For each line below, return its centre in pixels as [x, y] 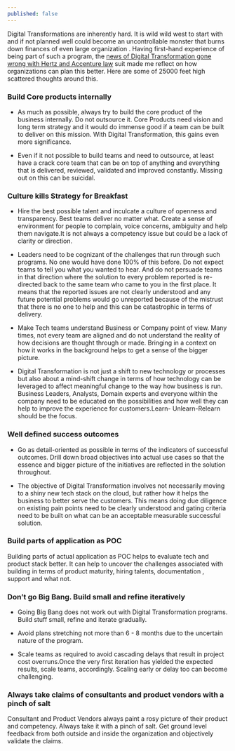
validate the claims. [35, 741]
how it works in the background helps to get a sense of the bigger [113, 350]
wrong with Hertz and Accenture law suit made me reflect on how [102, 63]
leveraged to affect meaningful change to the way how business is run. [120, 386]
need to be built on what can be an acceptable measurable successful [119, 515]
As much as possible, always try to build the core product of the [110, 112]
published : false [33, 14]
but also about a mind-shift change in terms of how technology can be [119, 379]
